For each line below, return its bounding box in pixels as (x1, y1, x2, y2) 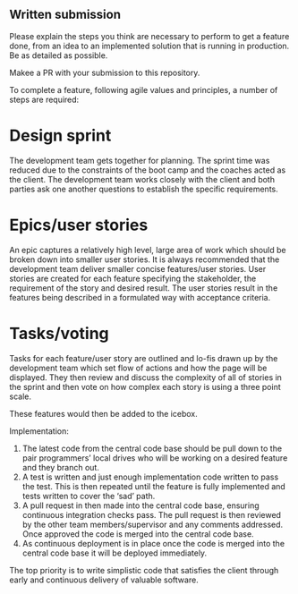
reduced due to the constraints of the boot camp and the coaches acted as (9, 165, 286, 175)
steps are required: (9, 94, 80, 105)
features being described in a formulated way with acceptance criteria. (9, 292, 271, 302)
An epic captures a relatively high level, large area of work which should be (9, 244, 286, 255)
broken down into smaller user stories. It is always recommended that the (9, 254, 280, 265)
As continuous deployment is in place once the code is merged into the (21, 538, 285, 548)
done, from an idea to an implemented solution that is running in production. (9, 40, 290, 51)
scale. (9, 391, 31, 402)
